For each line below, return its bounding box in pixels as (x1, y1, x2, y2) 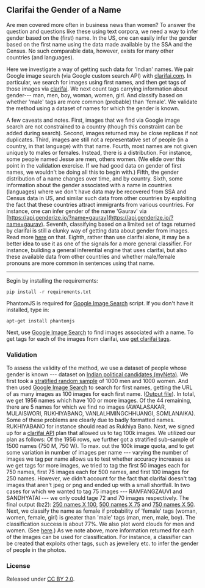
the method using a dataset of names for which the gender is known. (6, 104, 180, 112)
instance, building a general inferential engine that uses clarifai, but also (6, 246, 187, 253)
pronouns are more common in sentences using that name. (6, 259, 155, 267)
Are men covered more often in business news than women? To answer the (6, 21, 196, 28)
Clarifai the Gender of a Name (6, 5, 121, 15)
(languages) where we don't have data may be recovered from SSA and (6, 188, 187, 195)
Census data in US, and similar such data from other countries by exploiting (6, 194, 196, 201)
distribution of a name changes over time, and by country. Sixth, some (6, 174, 183, 182)
